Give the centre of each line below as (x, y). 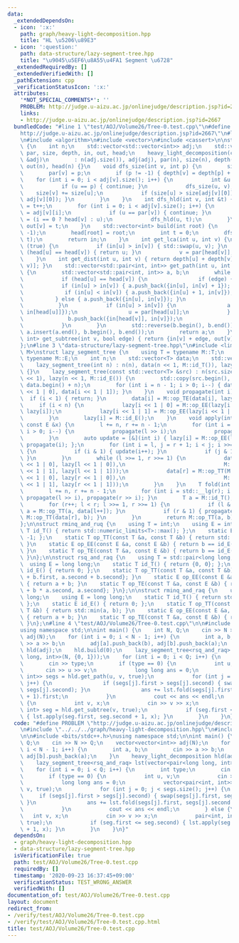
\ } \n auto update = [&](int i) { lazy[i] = (110, 438)
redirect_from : (30, 909)
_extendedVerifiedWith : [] (54, 73)
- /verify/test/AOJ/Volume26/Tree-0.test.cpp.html (84, 922)
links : (30, 113)
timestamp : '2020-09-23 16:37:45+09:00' (74, 875)
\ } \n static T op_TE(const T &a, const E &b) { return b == (117, 551)
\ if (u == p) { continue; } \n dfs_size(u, (121, 186)
